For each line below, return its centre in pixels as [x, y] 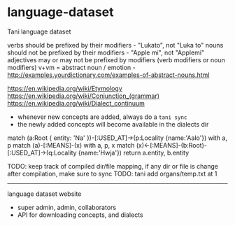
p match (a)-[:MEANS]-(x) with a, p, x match [71, 145]
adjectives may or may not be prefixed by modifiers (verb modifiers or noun [116, 59]
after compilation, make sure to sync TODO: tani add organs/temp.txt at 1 [112, 174]
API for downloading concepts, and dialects [80, 215]
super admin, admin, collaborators [67, 207]
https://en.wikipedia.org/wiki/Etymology [65, 88]
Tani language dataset [39, 31]
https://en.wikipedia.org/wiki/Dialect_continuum [76, 103]
